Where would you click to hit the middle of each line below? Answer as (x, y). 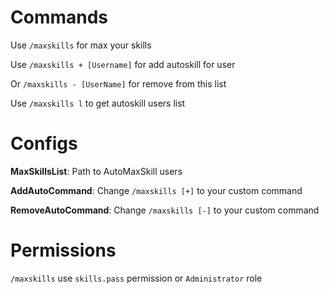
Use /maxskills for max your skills (81, 45)
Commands (59, 17)
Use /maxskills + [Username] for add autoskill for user (123, 64)
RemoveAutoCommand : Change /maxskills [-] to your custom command (165, 210)
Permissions (63, 250)
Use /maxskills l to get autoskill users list (98, 103)
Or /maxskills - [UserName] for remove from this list (118, 83)
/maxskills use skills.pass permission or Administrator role (136, 278)
